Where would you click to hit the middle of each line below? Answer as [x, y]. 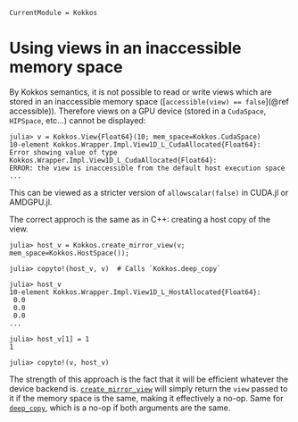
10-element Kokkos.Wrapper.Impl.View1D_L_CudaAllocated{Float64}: [135, 144]
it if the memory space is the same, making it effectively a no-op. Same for [146, 398]
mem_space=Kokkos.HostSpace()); [69, 253]
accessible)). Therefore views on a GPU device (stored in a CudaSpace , [138, 111]
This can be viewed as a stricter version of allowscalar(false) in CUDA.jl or [149, 192]
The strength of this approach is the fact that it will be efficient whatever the [149, 379]
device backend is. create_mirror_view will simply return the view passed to [149, 388]
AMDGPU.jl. [31, 202]
